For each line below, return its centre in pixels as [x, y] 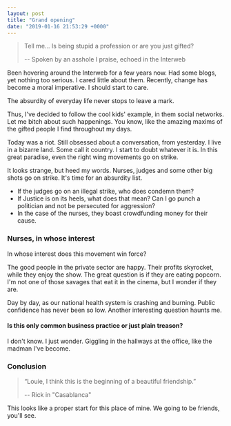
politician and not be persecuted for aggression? [86, 206]
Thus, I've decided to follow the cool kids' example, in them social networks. [115, 114]
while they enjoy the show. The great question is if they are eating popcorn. [114, 275]
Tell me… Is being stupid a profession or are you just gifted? [109, 46]
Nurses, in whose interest [51, 239]
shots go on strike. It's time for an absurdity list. [75, 178]
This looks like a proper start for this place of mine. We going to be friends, [113, 408]
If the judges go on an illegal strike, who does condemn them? [106, 192]
